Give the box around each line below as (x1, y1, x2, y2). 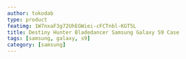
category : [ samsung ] (7, 41, 67, 48)
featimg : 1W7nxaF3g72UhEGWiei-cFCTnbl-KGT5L (7, 22, 137, 29)
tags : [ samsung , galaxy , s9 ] (7, 35, 91, 42)
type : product (7, 16, 48, 23)
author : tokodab (7, 9, 54, 17)
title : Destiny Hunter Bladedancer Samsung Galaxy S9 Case (7, 28, 180, 36)
